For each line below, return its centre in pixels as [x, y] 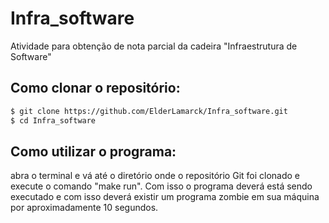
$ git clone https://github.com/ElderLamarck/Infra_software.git [149, 111]
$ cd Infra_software [53, 120]
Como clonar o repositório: [95, 88]
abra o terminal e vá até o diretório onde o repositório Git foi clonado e [155, 176]
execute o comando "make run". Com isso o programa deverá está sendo [161, 186]
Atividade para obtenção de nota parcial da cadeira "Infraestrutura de [154, 46]
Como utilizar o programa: [93, 151]
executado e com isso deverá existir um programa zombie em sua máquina [165, 197]
